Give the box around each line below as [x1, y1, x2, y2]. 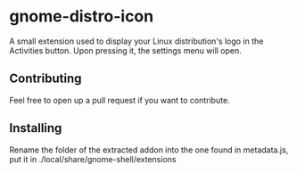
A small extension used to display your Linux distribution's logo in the [9, 36, 264, 46]
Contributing [9, 71, 82, 86]
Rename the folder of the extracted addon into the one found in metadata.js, [9, 144, 289, 155]
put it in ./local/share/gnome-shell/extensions [9, 153, 177, 164]
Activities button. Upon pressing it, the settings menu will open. [9, 45, 243, 55]
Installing [9, 120, 62, 136]
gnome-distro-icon [9, 6, 154, 27]
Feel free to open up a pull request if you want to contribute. [9, 95, 230, 105]
